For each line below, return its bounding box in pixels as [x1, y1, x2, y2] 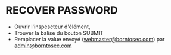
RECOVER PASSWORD [5, 4, 119, 17]
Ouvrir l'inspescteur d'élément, [14, 23, 91, 30]
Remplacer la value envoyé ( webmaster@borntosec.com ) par [14, 35, 165, 43]
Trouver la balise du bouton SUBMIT [14, 29, 104, 36]
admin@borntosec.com [14, 42, 72, 49]
